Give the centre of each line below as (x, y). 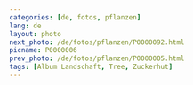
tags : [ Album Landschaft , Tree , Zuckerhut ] (91, 67)
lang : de (25, 26)
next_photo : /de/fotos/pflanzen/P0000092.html (97, 42)
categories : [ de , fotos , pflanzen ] (75, 17)
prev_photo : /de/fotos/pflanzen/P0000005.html (97, 58)
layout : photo (36, 34)
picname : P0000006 (43, 50)
